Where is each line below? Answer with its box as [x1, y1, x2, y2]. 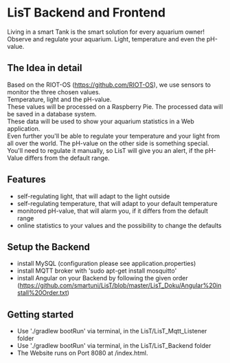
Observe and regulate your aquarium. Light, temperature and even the [7, 34, 205, 43]
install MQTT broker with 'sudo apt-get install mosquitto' [16, 267, 177, 275]
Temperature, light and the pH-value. [7, 95, 112, 103]
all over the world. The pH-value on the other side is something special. [7, 139, 209, 147]
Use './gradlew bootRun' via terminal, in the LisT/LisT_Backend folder [16, 342, 211, 350]
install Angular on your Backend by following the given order [16, 274, 188, 282]
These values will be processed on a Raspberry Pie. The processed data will [7, 102, 223, 111]
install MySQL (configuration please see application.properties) [16, 260, 196, 268]
